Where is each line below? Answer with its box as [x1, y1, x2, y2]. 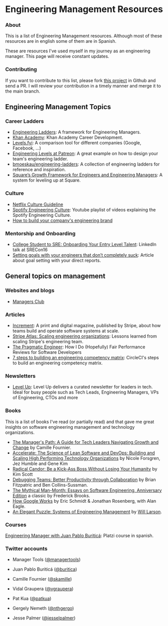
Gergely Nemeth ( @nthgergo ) [12, 605, 74, 611]
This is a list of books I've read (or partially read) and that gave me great [5, 419, 154, 425]
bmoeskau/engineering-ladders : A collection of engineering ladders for [12, 161, 160, 167]
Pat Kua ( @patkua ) [12, 595, 52, 602]
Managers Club [12, 298, 45, 304]
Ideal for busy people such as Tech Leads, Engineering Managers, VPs [12, 389, 159, 396]
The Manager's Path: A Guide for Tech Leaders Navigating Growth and [12, 439, 159, 445]
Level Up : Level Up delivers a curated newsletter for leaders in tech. [12, 384, 153, 390]
